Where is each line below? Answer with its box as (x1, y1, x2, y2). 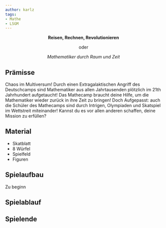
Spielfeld (12, 151, 31, 157)
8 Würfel (12, 146, 31, 152)
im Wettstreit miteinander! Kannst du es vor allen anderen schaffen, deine (5, 108, 156, 114)
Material (5, 127, 31, 136)
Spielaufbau (5, 171, 44, 179)
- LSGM (5, 21, 19, 26)
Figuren (12, 156, 28, 162)
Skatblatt (12, 140, 31, 146)
